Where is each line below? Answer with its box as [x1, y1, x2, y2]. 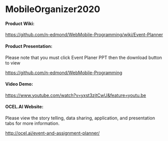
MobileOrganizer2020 [5, 4, 100, 15]
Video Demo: [5, 81, 33, 87]
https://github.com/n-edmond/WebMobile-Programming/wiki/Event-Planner [5, 32, 163, 38]
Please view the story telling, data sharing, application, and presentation [5, 115, 155, 121]
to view [5, 59, 21, 66]
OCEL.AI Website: [5, 104, 44, 110]
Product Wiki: [5, 20, 35, 26]
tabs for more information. [5, 120, 60, 126]
